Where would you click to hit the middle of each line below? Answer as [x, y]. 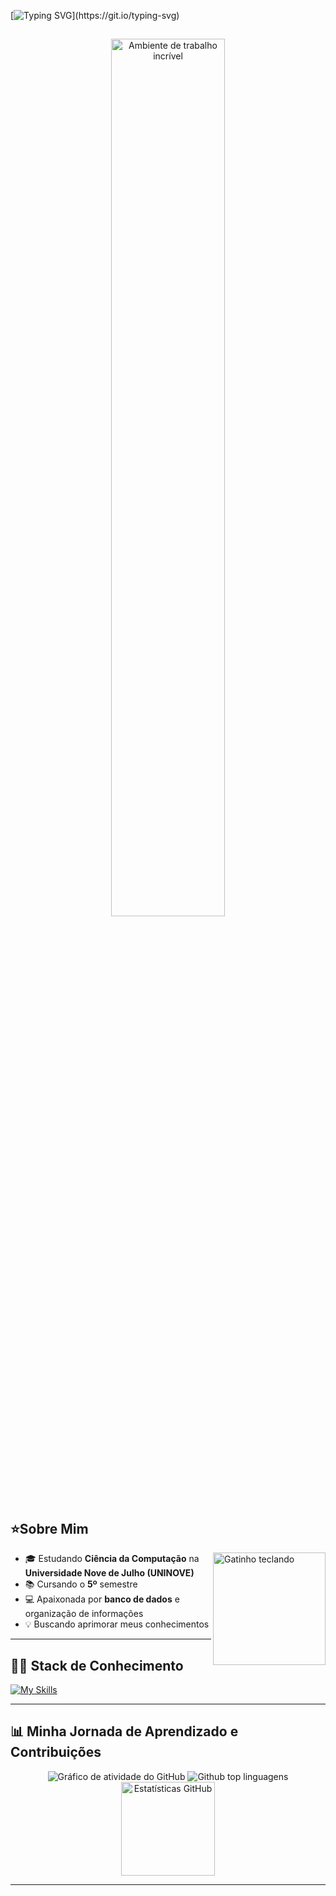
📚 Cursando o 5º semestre [81, 1584]
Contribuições [56, 1752]
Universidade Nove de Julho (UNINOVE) [109, 1573]
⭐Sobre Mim [49, 1528]
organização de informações [84, 1614]
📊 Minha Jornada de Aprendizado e [124, 1731]
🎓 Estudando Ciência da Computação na [112, 1559]
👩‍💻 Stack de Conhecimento [97, 1665]
